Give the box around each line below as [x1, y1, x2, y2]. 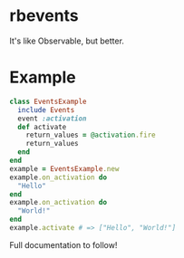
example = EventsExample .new [9, 164, 120, 173]
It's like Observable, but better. [9, 35, 125, 46]
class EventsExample [9, 97, 88, 106]
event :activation [17, 114, 88, 123]
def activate [17, 122, 67, 131]
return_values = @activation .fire [25, 130, 156, 140]
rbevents [9, 5, 79, 26]
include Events [17, 105, 75, 114]
